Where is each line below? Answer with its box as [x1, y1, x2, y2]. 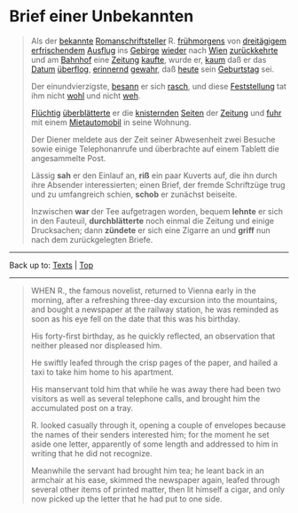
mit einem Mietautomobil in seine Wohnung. [30, 117, 192, 128]
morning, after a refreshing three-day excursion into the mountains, [30, 294, 278, 305]
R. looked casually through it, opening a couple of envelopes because [30, 419, 286, 431]
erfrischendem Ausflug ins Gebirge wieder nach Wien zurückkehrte [30, 44, 278, 55]
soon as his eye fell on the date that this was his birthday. [30, 313, 241, 324]
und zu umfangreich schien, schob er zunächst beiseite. [30, 189, 238, 199]
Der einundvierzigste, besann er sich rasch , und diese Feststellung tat [30, 81, 286, 91]
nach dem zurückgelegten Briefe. [30, 234, 153, 245]
